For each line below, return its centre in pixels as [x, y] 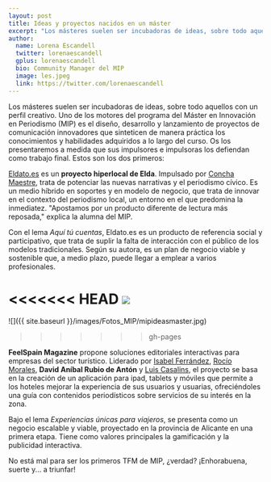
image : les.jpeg [43, 76]
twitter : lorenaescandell [59, 53]
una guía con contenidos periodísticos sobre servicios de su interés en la [130, 396]
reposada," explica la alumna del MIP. [71, 216]
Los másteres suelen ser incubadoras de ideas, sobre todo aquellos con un [133, 107]
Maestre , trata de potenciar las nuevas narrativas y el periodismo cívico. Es [133, 182]
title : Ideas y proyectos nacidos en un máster [90, 23]
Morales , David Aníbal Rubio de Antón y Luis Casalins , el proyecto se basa [133, 370]
